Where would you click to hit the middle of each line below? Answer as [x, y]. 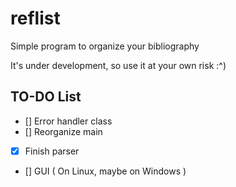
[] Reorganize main [63, 131]
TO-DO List [46, 97]
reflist [35, 18]
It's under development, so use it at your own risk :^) [118, 65]
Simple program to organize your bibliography [105, 46]
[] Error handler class [68, 121]
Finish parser [52, 151]
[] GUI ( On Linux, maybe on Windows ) [105, 171]
